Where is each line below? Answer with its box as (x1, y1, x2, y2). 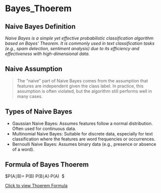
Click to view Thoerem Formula (5, 183, 68, 189)
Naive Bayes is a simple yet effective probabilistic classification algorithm (5, 35, 154, 41)
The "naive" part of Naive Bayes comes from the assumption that (17, 77, 148, 83)
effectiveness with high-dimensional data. (5, 51, 90, 57)
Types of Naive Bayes (5, 108, 72, 116)
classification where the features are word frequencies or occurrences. (12, 136, 156, 142)
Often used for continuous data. (12, 125, 77, 132)
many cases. (17, 93, 43, 99)
